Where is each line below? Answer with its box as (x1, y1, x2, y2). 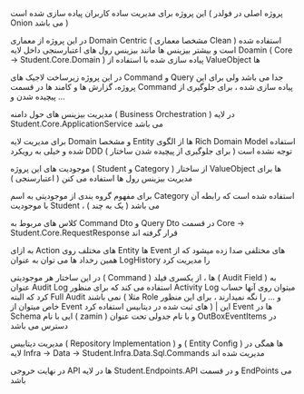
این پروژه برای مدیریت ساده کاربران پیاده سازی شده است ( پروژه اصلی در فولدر (10, 8, 284, 18)
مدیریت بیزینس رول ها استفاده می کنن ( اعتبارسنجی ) (10, 172, 193, 183)
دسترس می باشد (10, 320, 69, 330)
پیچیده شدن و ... (10, 91, 66, 102)
